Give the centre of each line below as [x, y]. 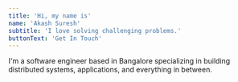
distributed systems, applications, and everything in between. [111, 70]
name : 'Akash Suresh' [45, 23]
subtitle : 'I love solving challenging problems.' [95, 31]
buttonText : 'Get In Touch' [55, 38]
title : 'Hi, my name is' [50, 16]
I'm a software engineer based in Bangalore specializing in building [119, 61]
